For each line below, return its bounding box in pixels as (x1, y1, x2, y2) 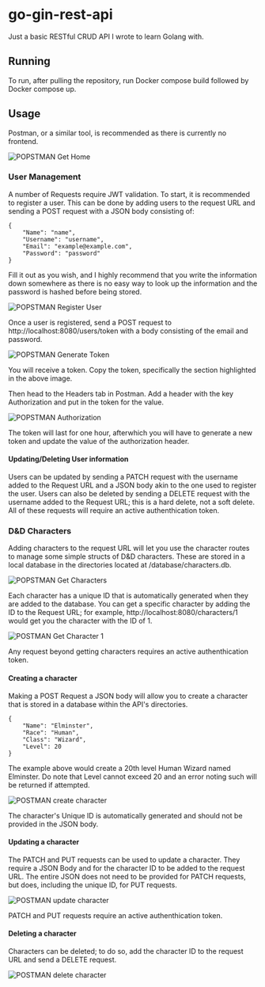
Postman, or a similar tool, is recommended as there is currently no (8, 128, 227, 138)
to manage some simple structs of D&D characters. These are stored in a (8, 552, 245, 561)
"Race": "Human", (22, 728, 80, 737)
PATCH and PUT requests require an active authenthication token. (8, 910, 223, 920)
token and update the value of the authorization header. (8, 436, 190, 446)
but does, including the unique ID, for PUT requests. (8, 880, 178, 890)
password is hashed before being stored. (8, 287, 142, 296)
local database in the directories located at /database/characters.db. (8, 560, 232, 570)
